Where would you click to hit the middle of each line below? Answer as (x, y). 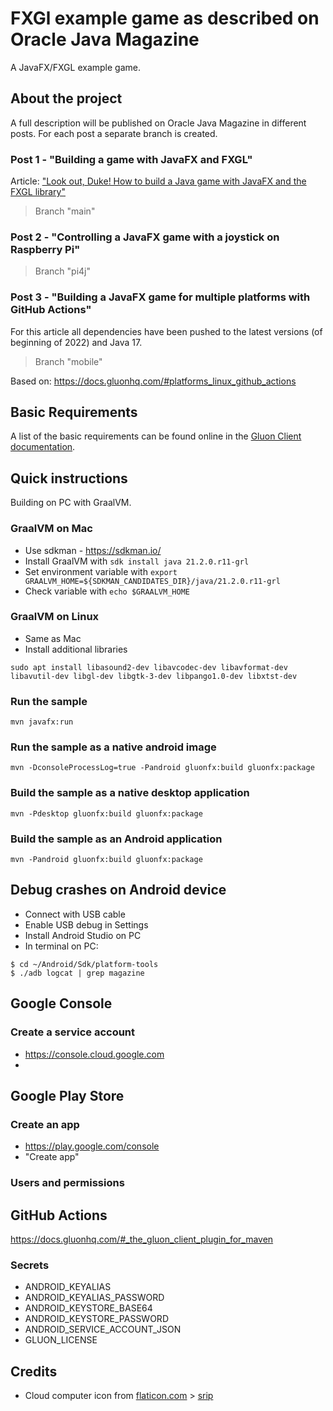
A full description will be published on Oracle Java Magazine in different (158, 123)
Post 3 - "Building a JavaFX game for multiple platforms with (160, 297)
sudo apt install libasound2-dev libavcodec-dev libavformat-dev (149, 667)
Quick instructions (69, 478)
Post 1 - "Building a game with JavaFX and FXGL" (131, 159)
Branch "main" (65, 211)
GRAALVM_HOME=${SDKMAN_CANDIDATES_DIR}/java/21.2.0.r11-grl (152, 581)
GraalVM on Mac (51, 529)
